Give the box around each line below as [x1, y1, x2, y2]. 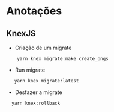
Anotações [6, 4, 62, 18]
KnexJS [6, 28, 36, 39]
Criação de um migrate [14, 44, 72, 51]
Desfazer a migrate [14, 89, 62, 96]
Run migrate [14, 66, 46, 73]
